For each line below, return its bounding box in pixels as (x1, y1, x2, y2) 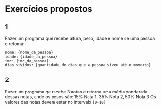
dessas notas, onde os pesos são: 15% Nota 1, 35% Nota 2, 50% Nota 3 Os (5, 93, 156, 100)
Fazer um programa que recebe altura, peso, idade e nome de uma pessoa (5, 35, 155, 41)
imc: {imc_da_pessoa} (5, 59, 49, 63)
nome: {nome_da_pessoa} (5, 50, 54, 55)
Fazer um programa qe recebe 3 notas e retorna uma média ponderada (5, 89, 148, 94)
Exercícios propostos (5, 3, 92, 15)
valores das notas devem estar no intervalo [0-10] (5, 99, 106, 105)
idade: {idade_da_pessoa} (5, 54, 57, 59)
